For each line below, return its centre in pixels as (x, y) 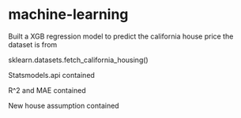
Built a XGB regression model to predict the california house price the (121, 36)
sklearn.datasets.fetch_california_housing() (78, 60)
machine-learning (68, 15)
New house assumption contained (64, 105)
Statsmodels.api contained (51, 75)
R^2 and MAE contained (47, 90)
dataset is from (33, 44)
